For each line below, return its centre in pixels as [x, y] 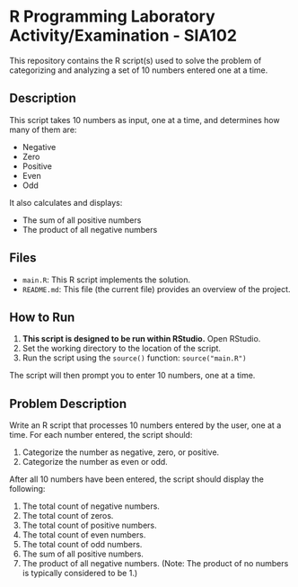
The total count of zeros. [68, 516]
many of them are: [43, 129]
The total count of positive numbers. [89, 525]
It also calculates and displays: [66, 202]
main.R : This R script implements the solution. [106, 280]
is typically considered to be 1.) [80, 574]
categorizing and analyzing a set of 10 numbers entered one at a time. [139, 70]
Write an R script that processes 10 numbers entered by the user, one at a [145, 425]
